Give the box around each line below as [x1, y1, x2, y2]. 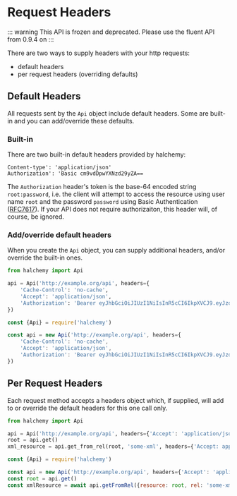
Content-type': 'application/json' [7, 164, 112, 171]
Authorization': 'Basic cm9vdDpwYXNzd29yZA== [7, 170, 143, 177]
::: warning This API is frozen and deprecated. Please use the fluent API [7, 28, 215, 36]
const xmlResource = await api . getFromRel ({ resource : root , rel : [7, 481, 204, 489]
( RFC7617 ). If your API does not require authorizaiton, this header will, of [7, 205, 217, 214]
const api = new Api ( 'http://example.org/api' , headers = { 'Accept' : [7, 468, 210, 476]
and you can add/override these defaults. [13, 116, 135, 125]
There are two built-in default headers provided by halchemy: [7, 150, 186, 159]
